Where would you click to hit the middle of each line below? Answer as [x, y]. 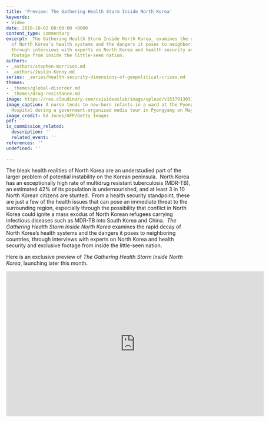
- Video [16, 22]
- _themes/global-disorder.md [43, 88]
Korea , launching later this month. [47, 263]
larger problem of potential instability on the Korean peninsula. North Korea [98, 177]
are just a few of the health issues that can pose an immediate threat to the [97, 201]
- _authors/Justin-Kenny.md [41, 72]
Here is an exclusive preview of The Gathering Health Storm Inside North [94, 257]
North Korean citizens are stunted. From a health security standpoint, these [98, 195]
